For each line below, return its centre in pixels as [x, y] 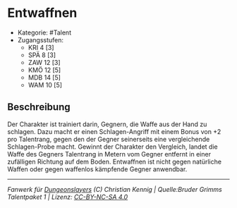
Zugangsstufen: [41, 39]
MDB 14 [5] [44, 77]
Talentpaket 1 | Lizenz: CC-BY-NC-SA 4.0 [68, 197]
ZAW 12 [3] [44, 62]
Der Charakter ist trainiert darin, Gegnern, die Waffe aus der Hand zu [107, 124]
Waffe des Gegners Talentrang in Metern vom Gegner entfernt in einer [109, 154]
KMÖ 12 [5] [44, 70]
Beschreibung [39, 107]
